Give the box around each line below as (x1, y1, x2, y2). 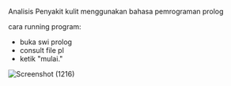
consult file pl (19, 46, 65, 54)
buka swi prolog (19, 37, 73, 47)
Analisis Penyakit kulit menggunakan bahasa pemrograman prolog (8, 7, 224, 16)
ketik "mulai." (19, 54, 63, 63)
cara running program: (8, 22, 81, 31)
